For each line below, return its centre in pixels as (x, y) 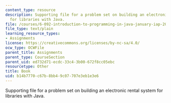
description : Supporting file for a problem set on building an (75, 15)
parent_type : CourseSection (35, 57)
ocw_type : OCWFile (25, 48)
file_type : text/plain (29, 29)
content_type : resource (31, 10)
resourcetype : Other (27, 66)
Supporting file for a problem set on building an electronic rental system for (84, 90)
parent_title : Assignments (34, 52)
